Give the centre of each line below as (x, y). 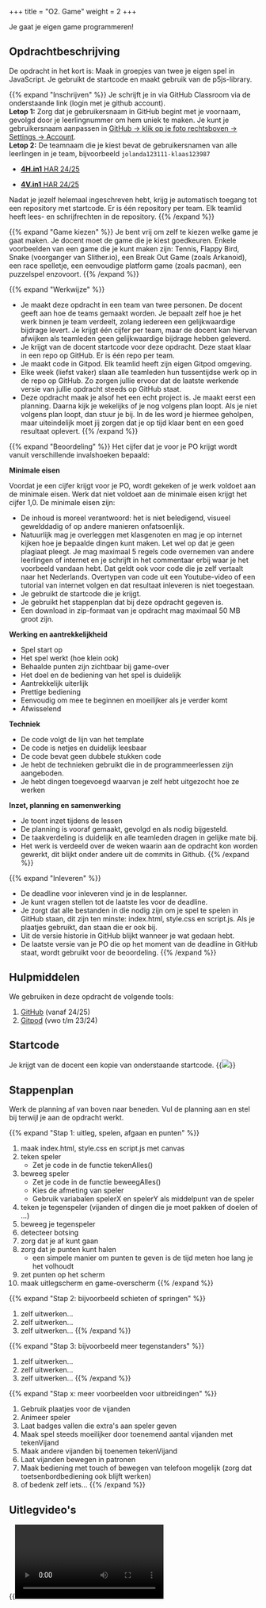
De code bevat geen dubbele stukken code (91, 756)
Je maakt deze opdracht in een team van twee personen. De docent (131, 304)
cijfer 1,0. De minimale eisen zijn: (62, 502)
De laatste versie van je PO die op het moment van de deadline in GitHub (139, 944)
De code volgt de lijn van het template (82, 739)
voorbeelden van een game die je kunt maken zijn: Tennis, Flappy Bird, (124, 248)
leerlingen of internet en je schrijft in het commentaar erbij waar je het (134, 560)
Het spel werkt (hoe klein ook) (70, 658)
